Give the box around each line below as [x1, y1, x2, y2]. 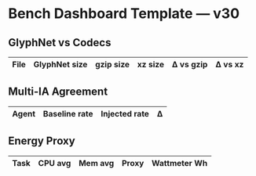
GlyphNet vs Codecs [8, 36, 112, 49]
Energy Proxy [8, 135, 76, 148]
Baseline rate [42, 108, 93, 119]
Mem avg [78, 157, 115, 168]
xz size [137, 59, 165, 70]
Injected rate [101, 108, 149, 119]
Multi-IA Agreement [8, 85, 108, 99]
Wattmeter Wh [152, 157, 208, 168]
